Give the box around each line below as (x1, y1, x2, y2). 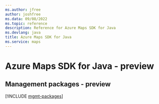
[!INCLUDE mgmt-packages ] (5, 93, 63, 99)
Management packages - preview (5, 80, 111, 89)
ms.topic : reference (5, 21, 48, 26)
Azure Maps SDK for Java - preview (5, 60, 155, 71)
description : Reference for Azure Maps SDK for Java (5, 26, 116, 31)
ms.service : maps (5, 39, 41, 44)
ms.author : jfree (5, 7, 41, 12)
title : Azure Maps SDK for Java (5, 35, 72, 40)
